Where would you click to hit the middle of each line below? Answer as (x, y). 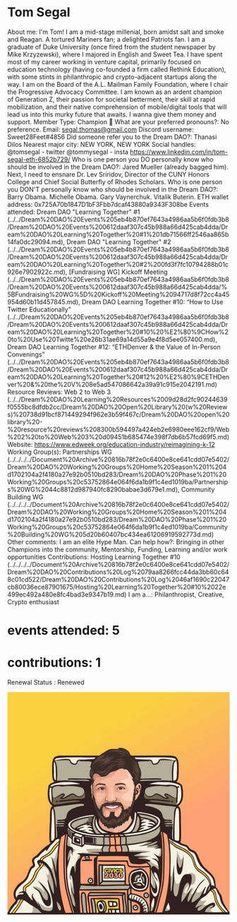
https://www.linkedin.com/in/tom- (179, 152)
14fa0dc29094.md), (36, 241)
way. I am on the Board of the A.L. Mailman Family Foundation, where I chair (118, 84)
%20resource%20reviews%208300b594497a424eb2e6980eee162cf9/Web (119, 429)
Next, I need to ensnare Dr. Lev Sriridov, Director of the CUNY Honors (109, 174)
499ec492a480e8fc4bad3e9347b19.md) (67, 594)
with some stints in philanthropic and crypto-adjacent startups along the (112, 77)
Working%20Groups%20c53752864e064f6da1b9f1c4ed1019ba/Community (117, 527)
